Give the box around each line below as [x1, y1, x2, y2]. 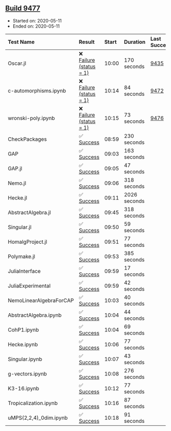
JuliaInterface [8, 267, 41, 274]
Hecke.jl [8, 194, 27, 201]
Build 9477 [5, 4, 41, 13]
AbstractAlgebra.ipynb [8, 311, 62, 318]
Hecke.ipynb [8, 341, 38, 348]
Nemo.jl [8, 180, 26, 187]
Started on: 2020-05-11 [12, 17, 62, 23]
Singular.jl [8, 223, 32, 231]
